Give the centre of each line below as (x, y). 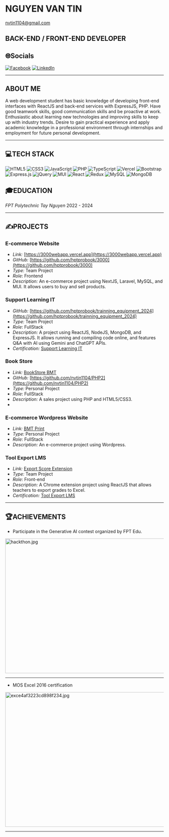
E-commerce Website (32, 243)
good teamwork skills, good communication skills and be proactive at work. (83, 111)
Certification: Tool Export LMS (44, 496)
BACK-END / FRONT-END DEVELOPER (66, 39)
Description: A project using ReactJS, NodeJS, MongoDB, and (77, 332)
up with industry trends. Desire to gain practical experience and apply (77, 122)
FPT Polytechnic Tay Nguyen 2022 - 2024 (49, 205)
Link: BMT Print (28, 429)
